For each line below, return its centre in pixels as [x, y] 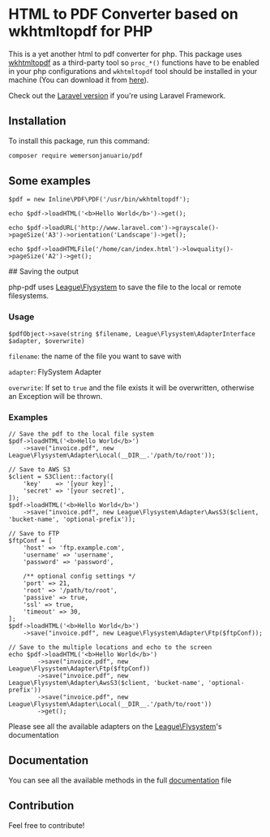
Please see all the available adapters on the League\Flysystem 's [115, 726]
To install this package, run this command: [79, 141]
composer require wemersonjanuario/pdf [76, 155]
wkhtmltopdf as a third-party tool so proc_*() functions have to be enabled [134, 63]
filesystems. [29, 296]
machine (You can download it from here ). [79, 80]
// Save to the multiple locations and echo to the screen [110, 648]
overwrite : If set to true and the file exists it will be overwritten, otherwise [131, 388]
